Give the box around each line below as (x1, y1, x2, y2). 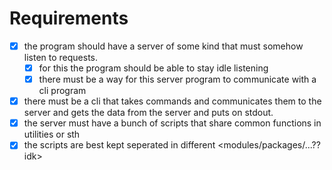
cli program (38, 85, 87, 97)
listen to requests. (23, 52, 99, 63)
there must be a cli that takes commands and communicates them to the (23, 95, 322, 107)
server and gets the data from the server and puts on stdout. (23, 107, 274, 119)
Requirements (9, 7, 129, 30)
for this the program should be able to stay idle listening (38, 62, 269, 74)
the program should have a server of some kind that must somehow (23, 40, 304, 52)
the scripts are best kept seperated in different (23, 139, 216, 151)
